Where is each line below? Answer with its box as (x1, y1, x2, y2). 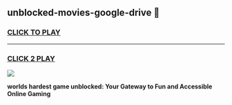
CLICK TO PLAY (7, 28, 61, 37)
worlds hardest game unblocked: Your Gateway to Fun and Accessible (7, 82, 213, 90)
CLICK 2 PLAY (7, 53, 55, 63)
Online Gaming (7, 89, 51, 97)
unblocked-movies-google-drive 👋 (7, 7, 160, 19)
